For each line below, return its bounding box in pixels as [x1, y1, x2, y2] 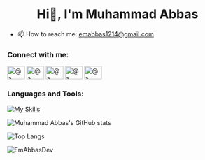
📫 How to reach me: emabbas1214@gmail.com [17, 29, 154, 38]
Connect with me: [7, 50, 69, 59]
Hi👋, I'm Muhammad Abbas [36, 6, 199, 22]
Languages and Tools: [7, 89, 84, 99]
